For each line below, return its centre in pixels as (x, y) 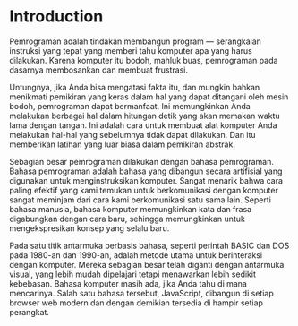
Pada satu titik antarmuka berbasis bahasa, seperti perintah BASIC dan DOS (149, 245)
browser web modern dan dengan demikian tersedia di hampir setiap (136, 303)
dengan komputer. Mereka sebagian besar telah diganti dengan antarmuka (147, 264)
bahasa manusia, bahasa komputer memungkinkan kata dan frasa (131, 209)
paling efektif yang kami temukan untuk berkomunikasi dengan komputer (144, 190)
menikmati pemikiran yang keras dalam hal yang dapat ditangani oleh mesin (149, 97)
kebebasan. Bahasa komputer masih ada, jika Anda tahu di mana (128, 283)
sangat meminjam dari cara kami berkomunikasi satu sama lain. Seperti (140, 200)
